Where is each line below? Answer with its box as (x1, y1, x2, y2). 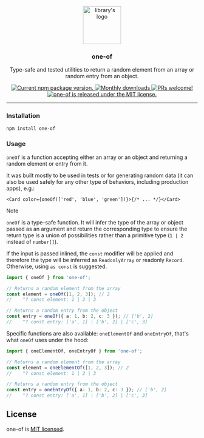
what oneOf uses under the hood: (6, 336, 89, 343)
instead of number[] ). (6, 238, 59, 245)
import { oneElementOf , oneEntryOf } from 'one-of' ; (6, 348, 143, 354)
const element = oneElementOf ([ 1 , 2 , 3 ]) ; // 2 (6, 365, 129, 371)
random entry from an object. (65, 73, 139, 80)
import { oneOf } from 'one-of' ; (6, 274, 91, 280)
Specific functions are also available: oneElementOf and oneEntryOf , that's (6, 329, 189, 337)
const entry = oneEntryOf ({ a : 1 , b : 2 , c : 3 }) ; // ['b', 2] (6, 387, 167, 393)
